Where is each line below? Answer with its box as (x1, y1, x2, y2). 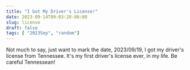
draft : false (6, 24, 38, 31)
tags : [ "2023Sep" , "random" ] (6, 30, 80, 36)
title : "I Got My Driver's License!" (6, 8, 98, 15)
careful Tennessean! (6, 59, 56, 66)
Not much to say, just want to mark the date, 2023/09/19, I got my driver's (6, 46, 184, 53)
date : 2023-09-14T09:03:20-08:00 (6, 14, 88, 20)
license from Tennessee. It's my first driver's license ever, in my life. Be (6, 52, 178, 60)
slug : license (6, 19, 41, 25)
